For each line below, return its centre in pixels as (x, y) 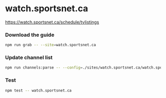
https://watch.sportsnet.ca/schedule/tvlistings (52, 22)
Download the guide (30, 35)
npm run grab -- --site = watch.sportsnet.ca (51, 45)
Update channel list (29, 58)
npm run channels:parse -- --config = (44, 68)
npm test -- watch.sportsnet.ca (38, 90)
